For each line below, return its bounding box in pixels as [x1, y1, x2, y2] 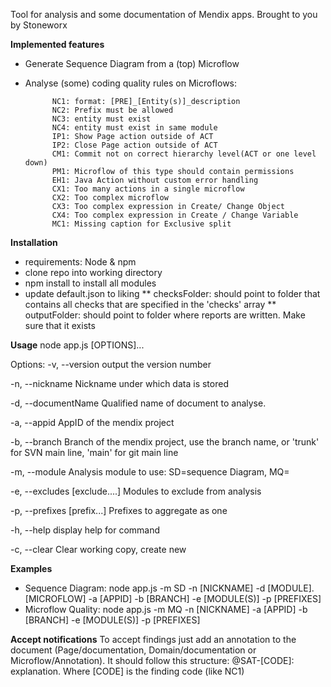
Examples [10, 563, 53, 574]
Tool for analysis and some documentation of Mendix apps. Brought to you [10, 9, 318, 20]
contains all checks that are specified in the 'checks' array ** [24, 299, 277, 310]
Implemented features [10, 39, 105, 50]
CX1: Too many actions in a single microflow [51, 184, 245, 194]
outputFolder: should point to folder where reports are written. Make [24, 309, 306, 321]
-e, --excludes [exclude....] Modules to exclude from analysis [10, 485, 262, 497]
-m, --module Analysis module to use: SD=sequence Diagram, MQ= [10, 466, 290, 478]
